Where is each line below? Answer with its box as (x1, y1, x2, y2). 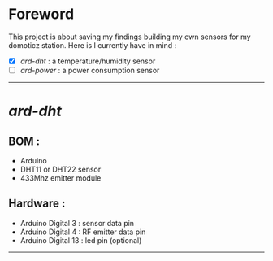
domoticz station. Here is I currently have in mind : (8, 40, 177, 50)
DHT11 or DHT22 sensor (19, 164, 102, 175)
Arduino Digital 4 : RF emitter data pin (19, 227, 146, 237)
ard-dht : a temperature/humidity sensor (19, 56, 156, 66)
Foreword (8, 5, 75, 24)
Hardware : (8, 197, 66, 211)
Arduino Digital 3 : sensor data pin (19, 218, 135, 228)
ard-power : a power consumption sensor (19, 66, 160, 75)
